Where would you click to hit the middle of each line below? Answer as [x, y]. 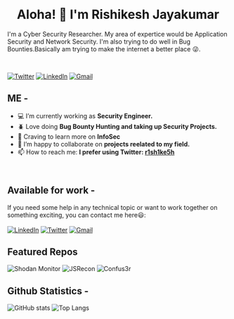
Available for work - [51, 190]
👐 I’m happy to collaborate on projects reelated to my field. [104, 144]
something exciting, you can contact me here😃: [77, 215]
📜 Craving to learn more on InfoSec [69, 137]
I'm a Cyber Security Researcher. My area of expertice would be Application [117, 34]
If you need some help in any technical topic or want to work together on [112, 207]
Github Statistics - [48, 291]
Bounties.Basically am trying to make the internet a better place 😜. [104, 49]
